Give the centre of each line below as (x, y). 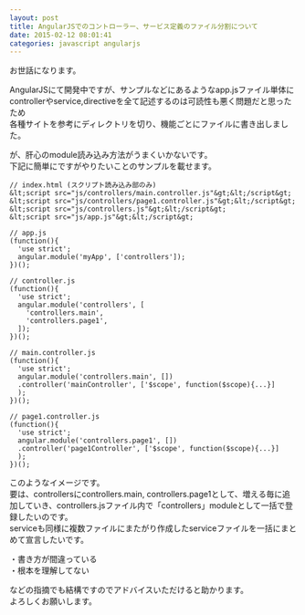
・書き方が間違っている (53, 559)
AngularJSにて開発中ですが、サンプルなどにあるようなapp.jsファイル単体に (152, 90)
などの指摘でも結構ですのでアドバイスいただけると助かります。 (129, 590)
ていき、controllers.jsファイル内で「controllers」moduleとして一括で (155, 506)
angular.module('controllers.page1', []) (98, 441)
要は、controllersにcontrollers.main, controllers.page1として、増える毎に (146, 495)
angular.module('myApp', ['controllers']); (101, 257)
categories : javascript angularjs (75, 43)
